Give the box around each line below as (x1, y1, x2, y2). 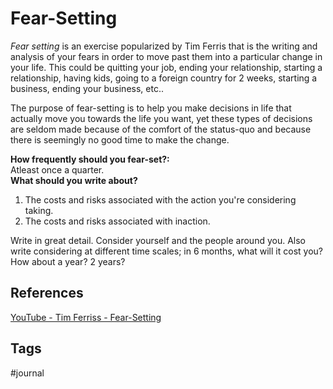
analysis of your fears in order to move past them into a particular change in (10, 50, 323, 62)
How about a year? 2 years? (10, 255, 126, 267)
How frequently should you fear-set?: (10, 153, 170, 165)
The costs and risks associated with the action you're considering (24, 193, 297, 206)
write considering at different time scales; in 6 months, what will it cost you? (10, 245, 323, 257)
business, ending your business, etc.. (10, 82, 164, 94)
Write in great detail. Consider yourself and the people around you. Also (10, 234, 306, 246)
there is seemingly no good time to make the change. (10, 133, 230, 146)
